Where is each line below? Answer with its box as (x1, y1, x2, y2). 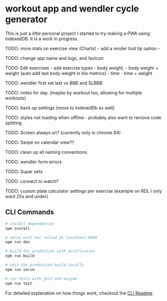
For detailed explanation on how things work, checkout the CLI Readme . (5, 290, 154, 296)
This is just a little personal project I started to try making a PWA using (5, 30, 150, 36)
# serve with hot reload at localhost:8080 (5, 235, 98, 240)
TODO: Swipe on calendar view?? (5, 139, 74, 145)
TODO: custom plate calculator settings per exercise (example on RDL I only (5, 188, 162, 194)
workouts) (5, 95, 27, 101)
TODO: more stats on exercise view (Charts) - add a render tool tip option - (5, 45, 160, 51)
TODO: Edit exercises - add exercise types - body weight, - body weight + (5, 65, 159, 71)
